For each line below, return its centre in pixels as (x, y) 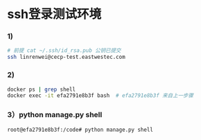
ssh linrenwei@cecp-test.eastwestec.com (67, 57)
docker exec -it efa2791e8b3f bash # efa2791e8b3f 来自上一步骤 (101, 96)
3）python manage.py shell (55, 115)
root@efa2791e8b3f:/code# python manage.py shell (80, 130)
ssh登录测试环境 (54, 14)
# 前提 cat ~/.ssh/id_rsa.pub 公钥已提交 (64, 51)
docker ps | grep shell (42, 89)
